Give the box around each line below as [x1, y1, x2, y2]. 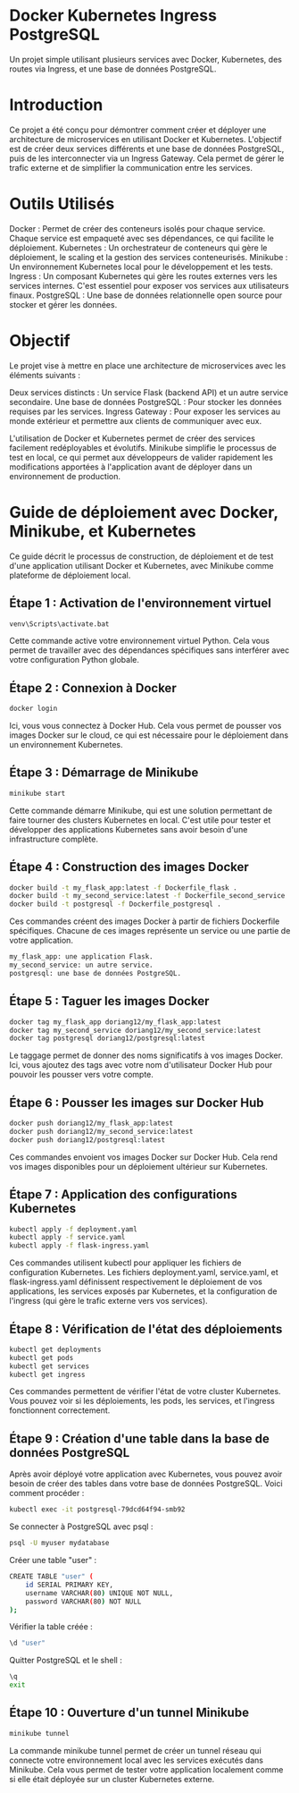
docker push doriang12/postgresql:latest [9, 1135, 166, 1145]
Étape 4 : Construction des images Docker [9, 859, 250, 875]
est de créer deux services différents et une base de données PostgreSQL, [9, 143, 285, 154]
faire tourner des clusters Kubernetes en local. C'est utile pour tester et [9, 815, 271, 825]
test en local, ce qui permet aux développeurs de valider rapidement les [9, 452, 274, 462]
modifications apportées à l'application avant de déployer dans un [9, 461, 253, 472]
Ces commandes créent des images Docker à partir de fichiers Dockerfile [9, 916, 280, 926]
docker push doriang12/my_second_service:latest [9, 1127, 194, 1136]
